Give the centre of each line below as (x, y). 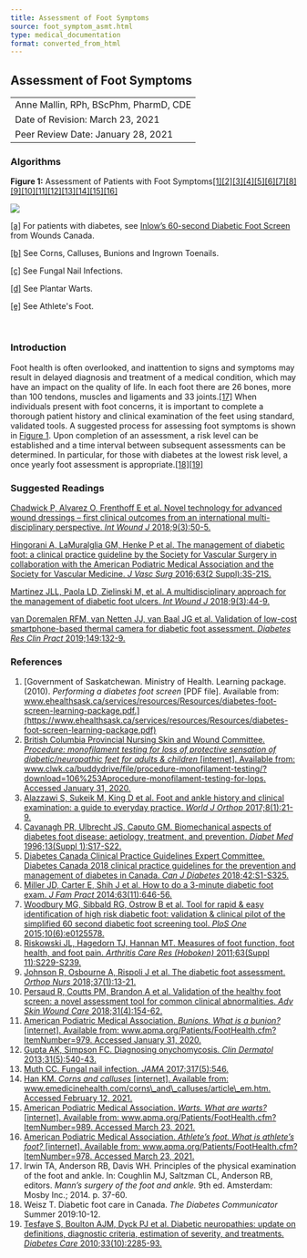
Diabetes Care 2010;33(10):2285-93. (92, 1243)
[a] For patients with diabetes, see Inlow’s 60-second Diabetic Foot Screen (150, 226)
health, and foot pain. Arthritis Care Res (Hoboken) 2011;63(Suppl (146, 953)
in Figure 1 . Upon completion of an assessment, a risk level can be (134, 435)
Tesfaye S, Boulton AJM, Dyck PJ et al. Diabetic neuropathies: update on (160, 1224)
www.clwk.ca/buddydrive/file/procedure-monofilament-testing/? (145, 769)
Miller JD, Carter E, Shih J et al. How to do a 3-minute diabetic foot (148, 885)
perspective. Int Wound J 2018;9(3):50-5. (133, 527)
